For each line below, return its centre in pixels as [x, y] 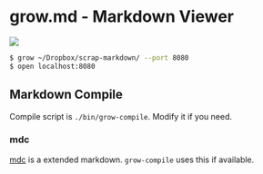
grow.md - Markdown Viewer [122, 17]
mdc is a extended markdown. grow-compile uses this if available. [132, 159]
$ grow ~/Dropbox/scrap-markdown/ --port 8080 [99, 58]
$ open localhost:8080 [52, 66]
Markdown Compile [66, 95]
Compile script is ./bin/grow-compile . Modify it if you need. [121, 116]
